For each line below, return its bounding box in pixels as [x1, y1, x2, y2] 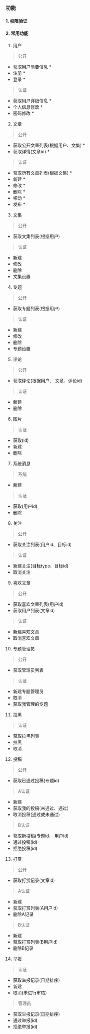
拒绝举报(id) [12, 1023, 38, 1029]
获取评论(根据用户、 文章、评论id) [12, 378, 83, 384]
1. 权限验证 [5, 18, 28, 24]
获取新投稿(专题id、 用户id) [12, 833, 69, 839]
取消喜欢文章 [12, 635, 39, 641]
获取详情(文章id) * [12, 148, 50, 154]
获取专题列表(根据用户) [12, 305, 60, 311]
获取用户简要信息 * [12, 64, 52, 70]
